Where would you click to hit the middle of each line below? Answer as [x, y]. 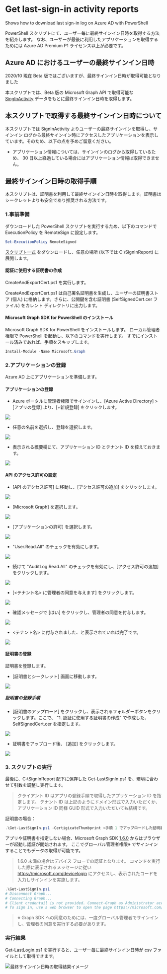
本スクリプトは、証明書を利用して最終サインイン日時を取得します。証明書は [83, 194]
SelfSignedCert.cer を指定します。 [47, 724]
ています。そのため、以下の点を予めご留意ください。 [59, 141]
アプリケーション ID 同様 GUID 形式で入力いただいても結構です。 [83, 808]
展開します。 [18, 258]
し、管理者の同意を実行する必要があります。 [63, 924]
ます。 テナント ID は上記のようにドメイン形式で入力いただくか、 [93, 802]
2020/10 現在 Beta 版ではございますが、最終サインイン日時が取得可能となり [83, 75]
